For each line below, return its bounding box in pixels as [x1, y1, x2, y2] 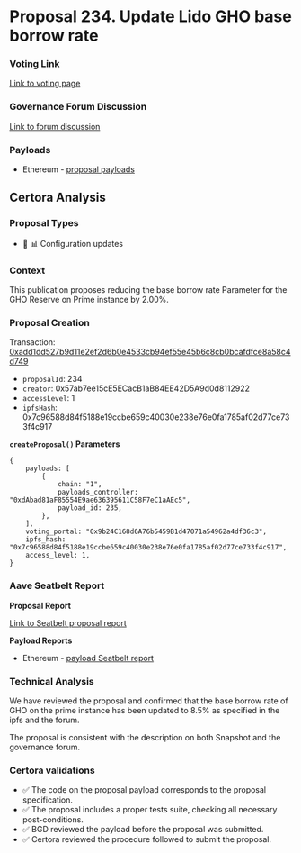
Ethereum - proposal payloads [22, 164, 135, 175]
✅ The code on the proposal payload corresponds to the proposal [22, 785, 267, 795]
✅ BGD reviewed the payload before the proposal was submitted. [22, 824, 264, 835]
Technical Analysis [9, 675, 94, 687]
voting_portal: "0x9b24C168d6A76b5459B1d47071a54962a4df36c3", [25, 527, 268, 537]
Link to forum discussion [9, 121, 101, 132]
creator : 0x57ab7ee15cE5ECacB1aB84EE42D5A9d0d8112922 [22, 383, 250, 394]
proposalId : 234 [22, 374, 83, 385]
